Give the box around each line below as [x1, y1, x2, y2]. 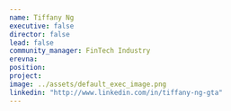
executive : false [9, 21, 75, 30]
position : [9, 64, 47, 73]
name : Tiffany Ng [9, 13, 75, 22]
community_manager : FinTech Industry [9, 47, 151, 55]
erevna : [9, 55, 39, 64]
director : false [9, 30, 70, 38]
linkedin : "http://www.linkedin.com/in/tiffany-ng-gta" [9, 88, 223, 97]
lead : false [9, 38, 54, 47]
